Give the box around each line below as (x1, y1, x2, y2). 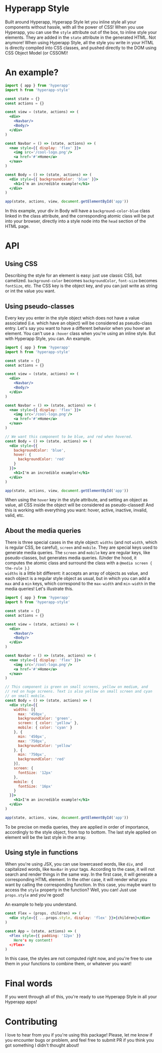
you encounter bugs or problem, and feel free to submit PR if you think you (5, 1037, 154, 1043)
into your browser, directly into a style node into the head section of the (5, 218, 146, 224)
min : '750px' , (17, 752, 47, 757)
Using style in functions (5, 849, 78, 857)
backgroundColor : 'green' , (17, 716, 73, 721)
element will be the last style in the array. (5, 834, 87, 840)
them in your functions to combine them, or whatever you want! (5, 961, 132, 967)
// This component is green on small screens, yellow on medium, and (5, 684, 148, 690)
